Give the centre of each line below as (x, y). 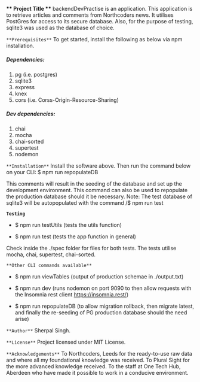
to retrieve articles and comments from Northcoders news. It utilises (90, 15)
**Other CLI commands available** (49, 265)
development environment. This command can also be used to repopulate (97, 190)
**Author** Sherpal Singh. (38, 330)
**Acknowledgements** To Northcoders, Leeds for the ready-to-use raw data (99, 353)
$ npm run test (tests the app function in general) (75, 237)
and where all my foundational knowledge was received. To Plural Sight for (98, 360)
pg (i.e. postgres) (36, 74)
